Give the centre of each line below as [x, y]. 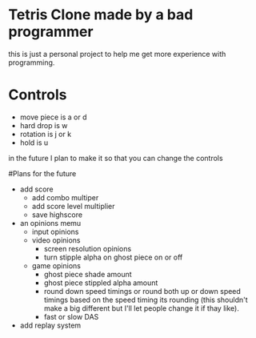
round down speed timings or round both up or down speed [142, 291]
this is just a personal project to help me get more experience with [117, 54]
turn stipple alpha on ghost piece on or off [113, 257]
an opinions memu [50, 223]
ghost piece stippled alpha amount [101, 283]
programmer [51, 32]
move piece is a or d [53, 117]
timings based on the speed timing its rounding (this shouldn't [146, 300]
